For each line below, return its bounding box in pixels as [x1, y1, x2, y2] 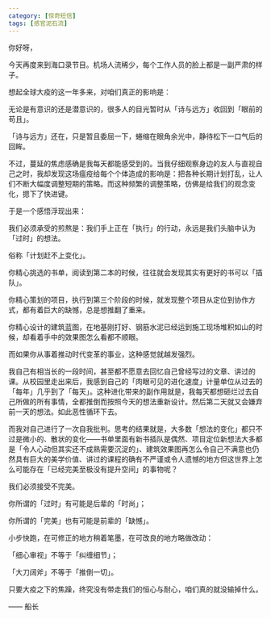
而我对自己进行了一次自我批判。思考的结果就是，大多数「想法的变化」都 [8, 424, 248, 433]
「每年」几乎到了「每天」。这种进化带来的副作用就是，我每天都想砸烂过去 [8, 387, 252, 396]
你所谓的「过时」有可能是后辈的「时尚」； [8, 498, 147, 508]
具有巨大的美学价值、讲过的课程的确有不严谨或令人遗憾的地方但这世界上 [15, 454, 256, 464]
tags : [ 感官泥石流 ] [8, 19, 68, 27]
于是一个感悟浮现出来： [8, 206, 86, 215]
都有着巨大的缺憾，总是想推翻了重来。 [22, 304, 150, 315]
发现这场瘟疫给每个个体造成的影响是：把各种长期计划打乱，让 [50, 169, 256, 178]
